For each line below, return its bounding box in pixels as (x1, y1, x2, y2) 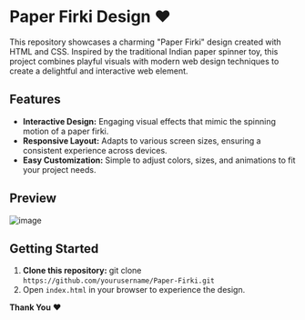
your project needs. (22, 164, 97, 175)
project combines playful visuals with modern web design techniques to (9, 55, 280, 66)
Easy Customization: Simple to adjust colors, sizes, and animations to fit (22, 155, 296, 165)
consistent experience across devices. (22, 145, 168, 155)
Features (9, 92, 61, 107)
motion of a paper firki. (22, 125, 109, 136)
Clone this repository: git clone (22, 265, 142, 276)
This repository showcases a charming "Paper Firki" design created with (9, 36, 282, 47)
